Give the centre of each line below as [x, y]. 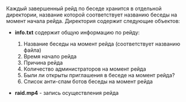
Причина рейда [43, 62]
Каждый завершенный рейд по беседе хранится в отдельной [84, 9]
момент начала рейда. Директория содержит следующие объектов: [93, 21]
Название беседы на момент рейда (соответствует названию [102, 44]
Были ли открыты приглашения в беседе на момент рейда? [99, 75]
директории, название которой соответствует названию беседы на [92, 15]
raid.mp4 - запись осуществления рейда [67, 93]
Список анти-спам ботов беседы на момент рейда [88, 81]
